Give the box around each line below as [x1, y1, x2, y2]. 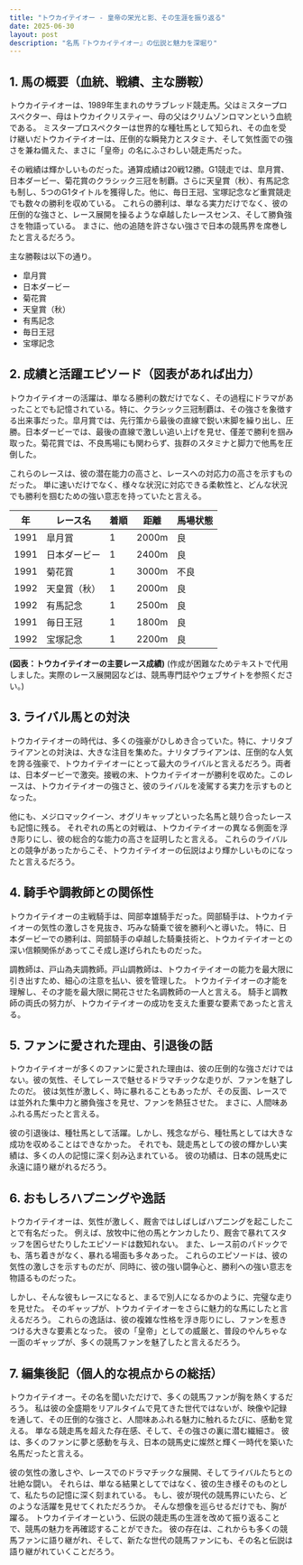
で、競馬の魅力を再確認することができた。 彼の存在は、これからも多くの [9, 1523, 280, 1534]
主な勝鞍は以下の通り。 [9, 251, 96, 262]
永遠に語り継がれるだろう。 [9, 1162, 112, 1172]
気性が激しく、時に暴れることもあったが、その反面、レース [58, 1086, 280, 1097]
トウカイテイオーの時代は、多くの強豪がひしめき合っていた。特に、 [9, 735, 262, 745]
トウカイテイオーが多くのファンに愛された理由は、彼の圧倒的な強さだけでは [9, 1063, 294, 1074]
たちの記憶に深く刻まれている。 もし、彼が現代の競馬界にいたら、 [32, 1489, 280, 1500]
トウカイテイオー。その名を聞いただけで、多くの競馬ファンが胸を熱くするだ [9, 1391, 294, 1402]
